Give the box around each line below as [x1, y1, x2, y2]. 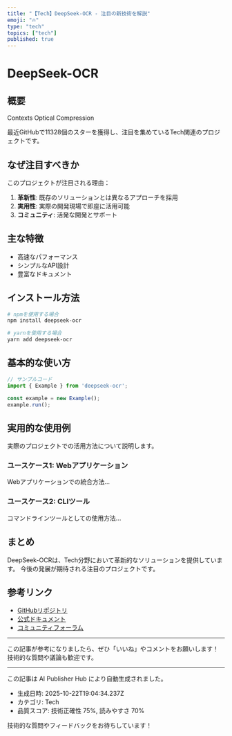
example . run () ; [7, 401, 51, 409]
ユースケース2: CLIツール [7, 496, 90, 506]
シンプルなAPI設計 [17, 261, 70, 269]
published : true [7, 36, 54, 43]
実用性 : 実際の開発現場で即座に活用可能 [17, 201, 130, 210]
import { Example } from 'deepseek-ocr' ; [7, 382, 128, 389]
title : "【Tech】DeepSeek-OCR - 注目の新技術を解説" [7, 10, 151, 17]
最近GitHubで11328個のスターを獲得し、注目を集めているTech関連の [7, 128, 202, 136]
